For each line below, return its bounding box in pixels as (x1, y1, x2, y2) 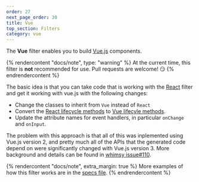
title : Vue (6, 20, 33, 26)
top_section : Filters (6, 25, 60, 32)
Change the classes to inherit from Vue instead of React (14, 101, 151, 108)
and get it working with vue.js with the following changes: (6, 90, 148, 97)
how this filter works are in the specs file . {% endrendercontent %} (6, 169, 172, 177)
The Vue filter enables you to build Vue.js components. (6, 47, 142, 54)
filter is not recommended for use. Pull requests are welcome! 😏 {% (6, 65, 174, 72)
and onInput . (14, 120, 47, 128)
